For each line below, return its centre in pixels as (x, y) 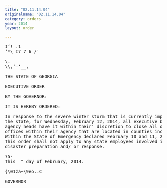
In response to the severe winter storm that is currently (79, 117)
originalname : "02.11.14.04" (35, 14)
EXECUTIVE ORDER (25, 87)
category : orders (23, 19)
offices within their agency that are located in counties (79, 132)
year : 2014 (16, 24)
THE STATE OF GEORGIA (32, 77)
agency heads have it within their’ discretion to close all (81, 127)
